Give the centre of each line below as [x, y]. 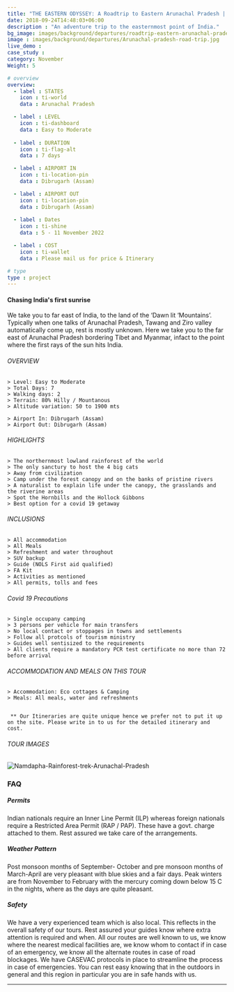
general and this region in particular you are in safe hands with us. [102, 974]
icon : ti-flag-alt [48, 149]
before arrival [29, 656]
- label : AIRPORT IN [45, 168]
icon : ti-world [44, 98]
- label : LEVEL [37, 117]
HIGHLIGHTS [26, 440]
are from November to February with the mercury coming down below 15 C [115, 881]
